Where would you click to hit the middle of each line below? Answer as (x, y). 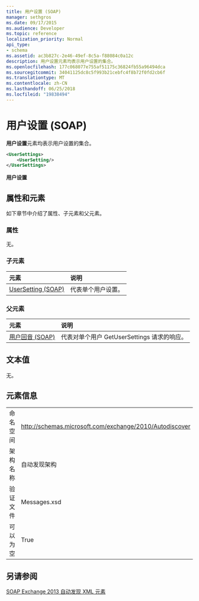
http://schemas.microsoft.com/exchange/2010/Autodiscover (106, 426)
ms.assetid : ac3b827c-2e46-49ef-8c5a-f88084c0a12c (70, 56)
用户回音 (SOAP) (32, 337)
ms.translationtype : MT (36, 78)
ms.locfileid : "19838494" (38, 94)
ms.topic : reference (32, 34)
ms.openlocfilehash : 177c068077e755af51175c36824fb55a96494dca (86, 67)
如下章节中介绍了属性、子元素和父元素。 (55, 214)
